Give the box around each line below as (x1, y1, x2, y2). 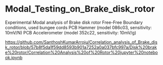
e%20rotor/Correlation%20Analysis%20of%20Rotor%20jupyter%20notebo (5, 49, 158, 55)
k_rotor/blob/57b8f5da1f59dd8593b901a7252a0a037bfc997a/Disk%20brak (5, 44, 157, 50)
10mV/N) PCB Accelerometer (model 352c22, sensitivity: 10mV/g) (5, 30, 137, 35)
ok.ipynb (5, 54, 23, 60)
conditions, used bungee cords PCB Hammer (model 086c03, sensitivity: (5, 24, 152, 30)
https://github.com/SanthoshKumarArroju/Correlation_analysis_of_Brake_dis (5, 39, 158, 45)
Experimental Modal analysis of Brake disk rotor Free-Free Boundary (5, 19, 143, 25)
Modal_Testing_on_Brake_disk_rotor (5, 3, 155, 15)
